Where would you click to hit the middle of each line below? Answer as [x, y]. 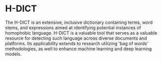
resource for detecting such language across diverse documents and [76, 38]
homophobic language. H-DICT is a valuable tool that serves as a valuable [81, 33]
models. [13, 54]
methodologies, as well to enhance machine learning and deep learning [79, 49]
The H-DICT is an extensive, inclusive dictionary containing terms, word [79, 22]
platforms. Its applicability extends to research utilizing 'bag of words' [77, 43]
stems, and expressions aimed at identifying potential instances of [73, 27]
